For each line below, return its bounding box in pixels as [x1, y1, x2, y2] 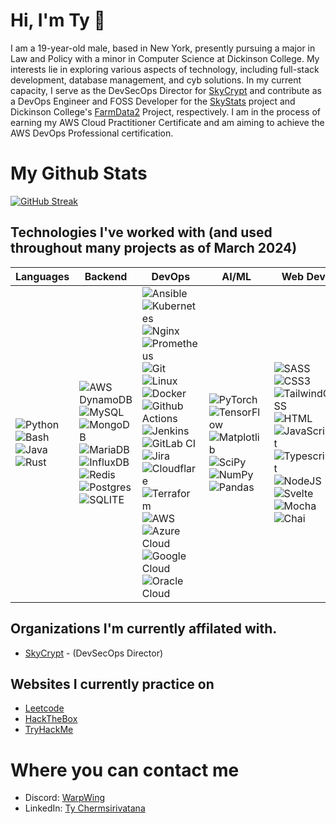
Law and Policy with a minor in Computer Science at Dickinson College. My [10, 52, 320, 64]
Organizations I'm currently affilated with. [10, 620, 278, 638]
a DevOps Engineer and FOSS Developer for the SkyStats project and [10, 95, 296, 107]
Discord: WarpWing [24, 792, 105, 804]
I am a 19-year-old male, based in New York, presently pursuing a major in [10, 42, 316, 54]
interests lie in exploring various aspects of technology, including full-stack [10, 63, 320, 75]
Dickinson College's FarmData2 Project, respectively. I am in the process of [10, 105, 321, 118]
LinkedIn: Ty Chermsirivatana [24, 802, 146, 814]
